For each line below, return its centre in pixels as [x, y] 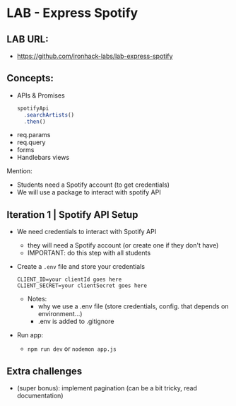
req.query [31, 142]
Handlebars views [43, 158]
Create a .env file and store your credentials [81, 267]
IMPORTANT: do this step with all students [89, 253]
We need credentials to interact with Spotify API [87, 232]
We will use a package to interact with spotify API [89, 192]
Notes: [37, 299]
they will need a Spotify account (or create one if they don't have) [123, 245]
